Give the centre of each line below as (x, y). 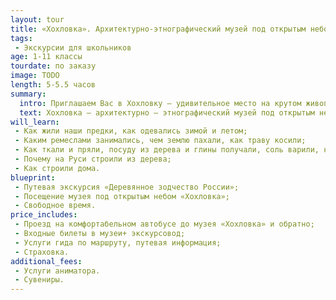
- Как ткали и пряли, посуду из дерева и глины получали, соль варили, (167, 150)
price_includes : (44, 215)
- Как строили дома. (57, 168)
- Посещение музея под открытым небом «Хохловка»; (122, 196)
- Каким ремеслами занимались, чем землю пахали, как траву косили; (160, 141)
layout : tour (37, 19)
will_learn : (35, 122)
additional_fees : (46, 261)
